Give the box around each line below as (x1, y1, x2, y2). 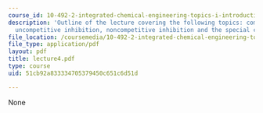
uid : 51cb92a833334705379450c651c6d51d (8, 69, 139, 77)
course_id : (8, 11, 44, 19)
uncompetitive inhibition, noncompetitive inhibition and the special (15, 26, 250, 34)
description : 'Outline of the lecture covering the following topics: (8, 19, 243, 26)
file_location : (8, 33, 58, 41)
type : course (8, 62, 51, 70)
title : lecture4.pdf (8, 55, 76, 63)
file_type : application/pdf (8, 41, 100, 48)
